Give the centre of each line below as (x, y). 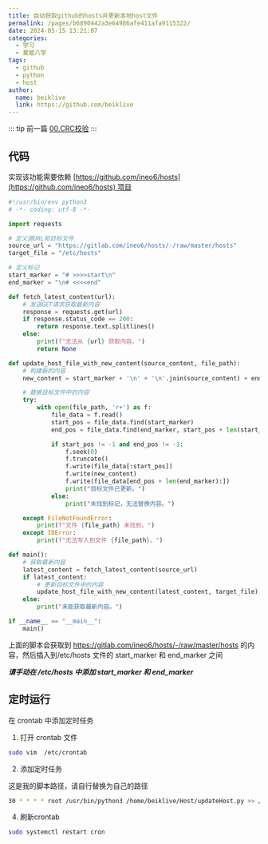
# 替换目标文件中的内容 (56, 392)
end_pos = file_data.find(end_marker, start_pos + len (144, 430)
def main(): (28, 555)
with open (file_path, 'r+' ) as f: (94, 408)
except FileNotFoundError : (67, 518)
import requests (35, 224)
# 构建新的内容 (44, 371)
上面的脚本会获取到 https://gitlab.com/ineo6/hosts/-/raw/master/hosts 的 (128, 645)
